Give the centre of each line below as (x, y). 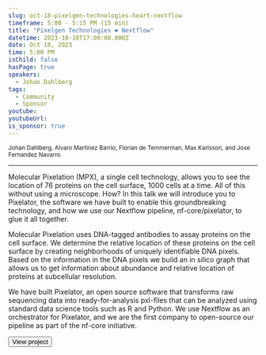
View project (30, 342)
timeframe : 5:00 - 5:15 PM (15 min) (68, 23)
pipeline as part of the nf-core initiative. (72, 325)
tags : (17, 89)
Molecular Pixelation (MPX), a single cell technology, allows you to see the (129, 177)
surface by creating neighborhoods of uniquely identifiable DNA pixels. (124, 251)
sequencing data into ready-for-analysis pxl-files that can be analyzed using (133, 300)
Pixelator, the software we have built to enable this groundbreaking (117, 202)
